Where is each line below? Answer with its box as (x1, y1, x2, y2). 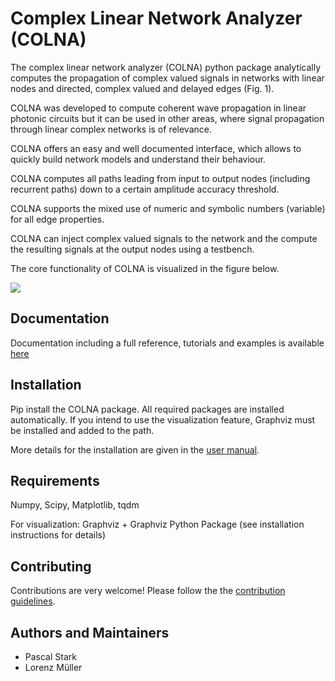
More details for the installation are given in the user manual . (10, 443, 260, 456)
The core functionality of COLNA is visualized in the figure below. (10, 262, 280, 274)
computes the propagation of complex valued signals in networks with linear (10, 72, 325, 84)
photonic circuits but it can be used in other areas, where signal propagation (10, 112, 325, 124)
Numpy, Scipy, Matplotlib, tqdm (10, 499, 140, 511)
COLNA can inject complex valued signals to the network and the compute (10, 232, 318, 244)
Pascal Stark (24, 651, 77, 662)
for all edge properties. (10, 213, 105, 225)
